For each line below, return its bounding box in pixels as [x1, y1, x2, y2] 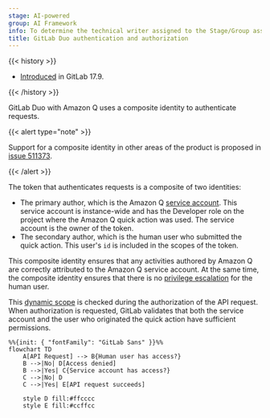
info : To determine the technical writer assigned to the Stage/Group [8, 27, 250, 35]
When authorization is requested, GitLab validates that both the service [8, 306, 244, 316]
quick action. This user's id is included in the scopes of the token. [19, 240, 239, 250]
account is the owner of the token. [19, 223, 134, 233]
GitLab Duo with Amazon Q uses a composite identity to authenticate [8, 103, 237, 113]
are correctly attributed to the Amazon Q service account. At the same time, [8, 264, 260, 274]
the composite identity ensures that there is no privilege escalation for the [8, 273, 253, 283]
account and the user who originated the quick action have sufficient [8, 314, 236, 324]
